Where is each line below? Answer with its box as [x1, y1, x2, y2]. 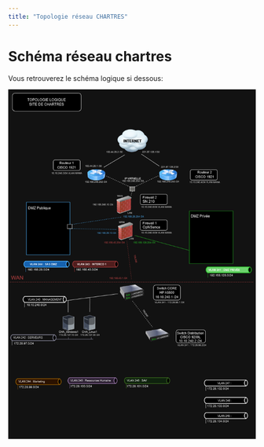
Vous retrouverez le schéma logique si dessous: [8, 73, 163, 82]
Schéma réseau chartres [8, 47, 173, 65]
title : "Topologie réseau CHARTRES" [8, 13, 128, 20]
